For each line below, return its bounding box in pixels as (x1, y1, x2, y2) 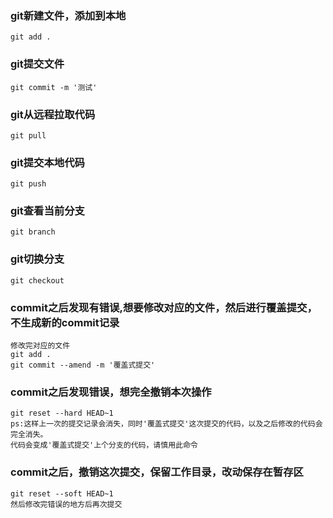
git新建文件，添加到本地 (10, 8, 127, 22)
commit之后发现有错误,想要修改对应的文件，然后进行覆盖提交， (10, 300, 318, 314)
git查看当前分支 (10, 204, 85, 218)
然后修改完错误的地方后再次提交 (10, 499, 123, 509)
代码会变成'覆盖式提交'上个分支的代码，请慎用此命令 (10, 440, 198, 451)
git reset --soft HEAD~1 (10, 488, 114, 499)
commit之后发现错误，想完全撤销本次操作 (10, 385, 212, 399)
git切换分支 (10, 252, 65, 266)
